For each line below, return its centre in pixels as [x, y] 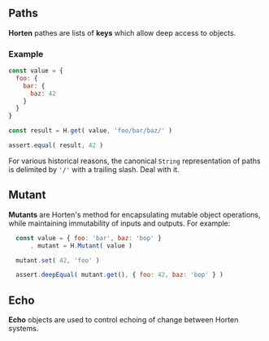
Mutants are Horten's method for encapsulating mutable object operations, [135, 214]
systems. [24, 329]
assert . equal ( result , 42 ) [56, 145]
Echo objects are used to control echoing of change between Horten [124, 320]
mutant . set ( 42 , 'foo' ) [58, 260]
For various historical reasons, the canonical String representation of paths [135, 161]
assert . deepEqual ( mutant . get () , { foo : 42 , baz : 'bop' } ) [119, 275]
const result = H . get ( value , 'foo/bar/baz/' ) [91, 131]
